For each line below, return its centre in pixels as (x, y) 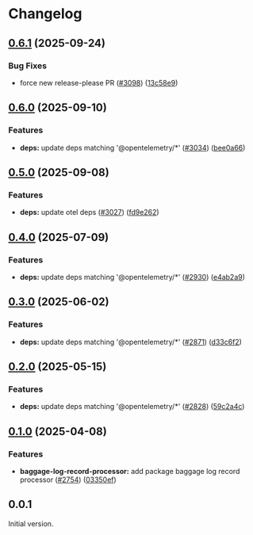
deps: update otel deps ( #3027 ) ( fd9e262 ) (90, 212)
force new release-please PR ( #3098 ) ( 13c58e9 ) (99, 82)
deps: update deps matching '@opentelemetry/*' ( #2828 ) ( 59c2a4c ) (132, 407)
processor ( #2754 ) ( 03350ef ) (68, 480)
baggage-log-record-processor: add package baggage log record (130, 471)
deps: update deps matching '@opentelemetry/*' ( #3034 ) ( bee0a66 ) (132, 147)
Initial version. (31, 523)
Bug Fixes (28, 66)
